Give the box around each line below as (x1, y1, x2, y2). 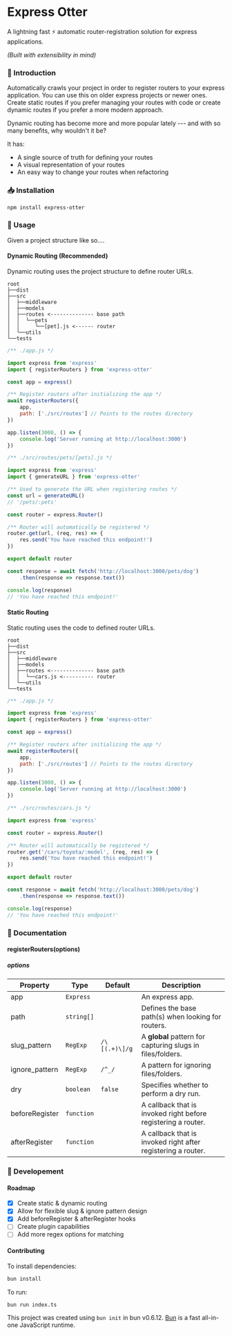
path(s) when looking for (141, 1012, 222, 1022)
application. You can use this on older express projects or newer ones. (7, 91, 208, 100)
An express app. (141, 992, 195, 1002)
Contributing (7, 1247, 45, 1255)
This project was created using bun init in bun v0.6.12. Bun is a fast (7, 1314, 201, 1322)
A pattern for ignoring (141, 1060, 212, 1070)
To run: (7, 1288, 28, 1296)
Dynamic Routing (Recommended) (7, 252, 108, 260)
